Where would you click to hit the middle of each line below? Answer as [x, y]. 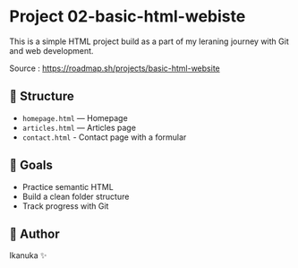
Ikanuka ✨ [28, 255]
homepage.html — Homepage [75, 117]
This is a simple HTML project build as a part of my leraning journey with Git [149, 41]
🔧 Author [34, 233]
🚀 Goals [31, 165]
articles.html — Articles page [79, 127]
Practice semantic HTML [68, 186]
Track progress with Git [65, 206]
